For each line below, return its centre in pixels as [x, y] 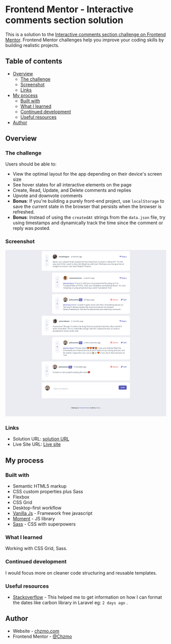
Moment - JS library [34, 519]
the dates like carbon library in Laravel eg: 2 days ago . [70, 602]
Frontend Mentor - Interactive [69, 9]
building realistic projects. [32, 45]
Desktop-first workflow [37, 508]
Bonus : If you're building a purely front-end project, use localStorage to [89, 201]
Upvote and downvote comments [47, 196]
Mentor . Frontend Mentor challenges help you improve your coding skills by [85, 40]
